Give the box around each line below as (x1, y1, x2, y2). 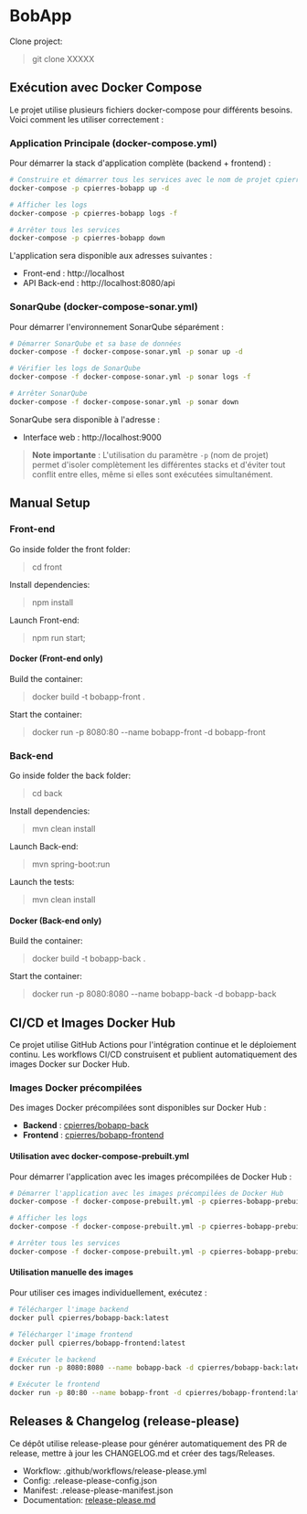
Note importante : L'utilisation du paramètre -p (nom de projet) (31, 449, 270, 460)
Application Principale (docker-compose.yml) (9, 136, 217, 149)
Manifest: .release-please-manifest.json (22, 1485, 174, 1496)
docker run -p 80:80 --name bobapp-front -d (9, 1389, 182, 1398)
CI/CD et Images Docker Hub (9, 1015, 176, 1030)
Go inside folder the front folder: (9, 543, 131, 554)
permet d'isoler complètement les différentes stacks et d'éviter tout (31, 459, 286, 470)
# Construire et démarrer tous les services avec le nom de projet (9, 176, 272, 185)
